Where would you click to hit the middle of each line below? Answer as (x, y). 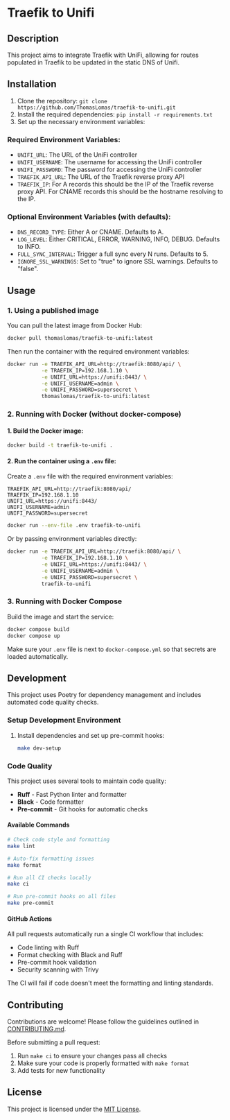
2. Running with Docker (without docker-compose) (94, 414)
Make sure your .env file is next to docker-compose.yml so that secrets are (112, 649)
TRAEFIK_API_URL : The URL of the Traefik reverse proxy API (101, 177)
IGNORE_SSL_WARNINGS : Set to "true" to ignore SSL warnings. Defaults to (117, 261)
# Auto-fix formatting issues (51, 859)
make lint (21, 846)
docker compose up (34, 636)
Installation (32, 84)
